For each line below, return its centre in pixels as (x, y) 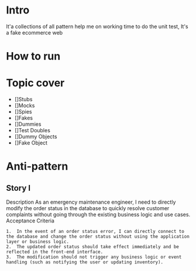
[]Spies (23, 112)
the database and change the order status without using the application (98, 237)
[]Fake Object (31, 143)
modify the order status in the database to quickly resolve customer (88, 208)
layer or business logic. (37, 242)
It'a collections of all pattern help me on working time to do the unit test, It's (97, 26)
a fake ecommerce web (35, 32)
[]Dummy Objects (36, 137)
